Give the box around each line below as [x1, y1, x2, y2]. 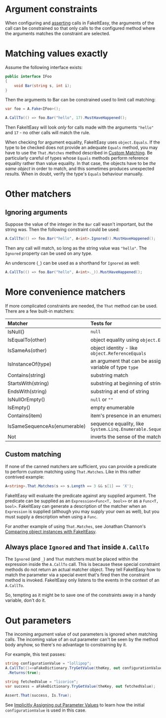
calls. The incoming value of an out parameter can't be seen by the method [5, 637, 159, 642]
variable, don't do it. [5, 597, 46, 603]
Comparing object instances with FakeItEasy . [5, 528, 97, 535]
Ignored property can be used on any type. [5, 250, 92, 256]
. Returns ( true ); [7, 670, 41, 675]
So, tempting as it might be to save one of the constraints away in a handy [5, 592, 156, 598]
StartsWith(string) [7, 380, 49, 387]
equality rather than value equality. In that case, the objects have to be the [5, 160, 156, 166]
